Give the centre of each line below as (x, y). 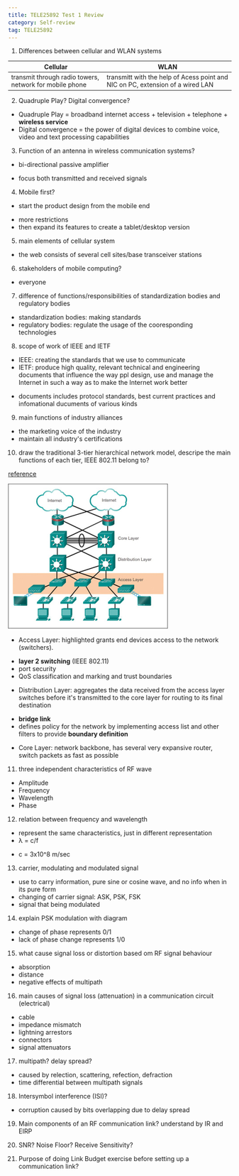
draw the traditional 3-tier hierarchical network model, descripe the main (124, 452)
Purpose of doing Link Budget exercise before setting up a (104, 1158)
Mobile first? (37, 192)
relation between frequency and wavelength (83, 819)
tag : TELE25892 (30, 30)
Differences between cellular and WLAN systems (90, 51)
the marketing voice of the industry (70, 431)
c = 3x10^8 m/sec (44, 854)
